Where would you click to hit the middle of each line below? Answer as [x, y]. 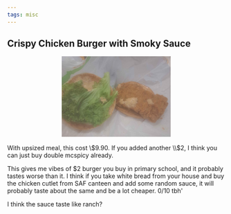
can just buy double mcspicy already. [61, 155]
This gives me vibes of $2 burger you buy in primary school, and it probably [115, 169]
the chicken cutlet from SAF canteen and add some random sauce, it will [111, 184]
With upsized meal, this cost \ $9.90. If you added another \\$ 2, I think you [112, 148]
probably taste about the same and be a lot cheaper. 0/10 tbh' [95, 191]
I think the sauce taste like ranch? [55, 204]
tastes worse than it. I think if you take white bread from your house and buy [116, 176]
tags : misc [23, 15]
